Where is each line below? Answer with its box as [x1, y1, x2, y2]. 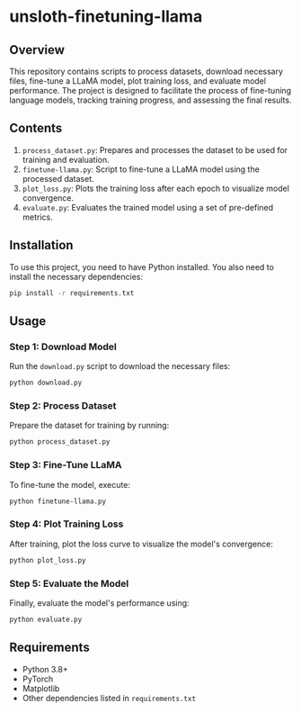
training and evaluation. [22, 154, 110, 165]
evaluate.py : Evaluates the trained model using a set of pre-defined [22, 202, 274, 212]
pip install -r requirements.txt [9, 288, 135, 298]
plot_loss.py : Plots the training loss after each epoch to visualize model [22, 183, 290, 194]
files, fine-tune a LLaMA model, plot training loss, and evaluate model [9, 76, 267, 86]
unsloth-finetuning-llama [9, 6, 203, 27]
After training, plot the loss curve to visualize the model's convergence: [9, 538, 274, 549]
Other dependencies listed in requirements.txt [22, 692, 196, 703]
